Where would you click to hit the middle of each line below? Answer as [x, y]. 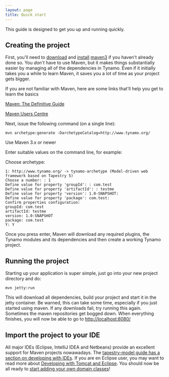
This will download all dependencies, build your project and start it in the [81, 297]
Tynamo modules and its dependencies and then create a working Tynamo [83, 240]
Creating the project [37, 45]
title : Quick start [26, 15]
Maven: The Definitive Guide [35, 104]
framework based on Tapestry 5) [39, 176]
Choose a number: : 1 [28, 180]
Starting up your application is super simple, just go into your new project [81, 273]
